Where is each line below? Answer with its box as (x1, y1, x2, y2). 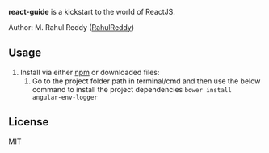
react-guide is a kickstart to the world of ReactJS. (8, 7, 176, 16)
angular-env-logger (32, 93, 99, 101)
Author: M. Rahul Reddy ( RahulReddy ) (8, 23, 135, 32)
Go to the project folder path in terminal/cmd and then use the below (32, 76, 261, 86)
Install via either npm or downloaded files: (19, 67, 160, 77)
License (8, 115, 49, 129)
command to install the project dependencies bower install (32, 84, 232, 94)
